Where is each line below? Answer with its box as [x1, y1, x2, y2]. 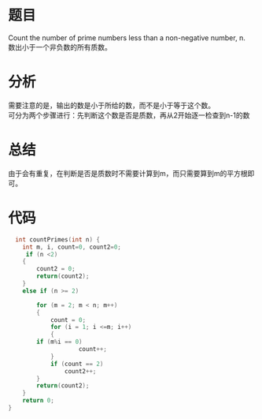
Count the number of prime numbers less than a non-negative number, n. [8, 32, 245, 43]
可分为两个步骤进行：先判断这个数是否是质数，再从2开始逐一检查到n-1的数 [8, 110, 250, 120]
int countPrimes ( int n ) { [15, 235, 101, 244]
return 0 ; [22, 397, 55, 405]
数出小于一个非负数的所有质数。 [8, 42, 112, 51]
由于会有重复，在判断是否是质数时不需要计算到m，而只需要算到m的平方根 [8, 168, 248, 178]
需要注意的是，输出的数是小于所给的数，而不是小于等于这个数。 [8, 100, 215, 110]
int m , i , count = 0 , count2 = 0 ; [22, 243, 122, 251]
